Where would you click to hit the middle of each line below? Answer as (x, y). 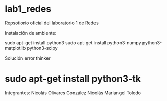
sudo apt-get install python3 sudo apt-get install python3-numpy (73, 43)
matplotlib (15, 48)
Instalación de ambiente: (31, 33)
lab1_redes (28, 9)
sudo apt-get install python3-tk (73, 79)
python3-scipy (42, 48)
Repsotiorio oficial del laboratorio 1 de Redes (52, 23)
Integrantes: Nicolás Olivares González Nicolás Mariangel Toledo (73, 93)
